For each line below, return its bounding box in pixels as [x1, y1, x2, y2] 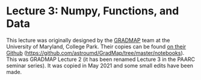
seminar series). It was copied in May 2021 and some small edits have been [6, 61, 194, 69]
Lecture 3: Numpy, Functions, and [6, 4, 179, 18]
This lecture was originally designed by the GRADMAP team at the [6, 36, 170, 44]
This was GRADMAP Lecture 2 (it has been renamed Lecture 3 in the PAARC [6, 56, 196, 63]
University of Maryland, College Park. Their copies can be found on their [6, 43, 187, 50]
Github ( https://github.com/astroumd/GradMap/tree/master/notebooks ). [6, 49, 185, 56]
